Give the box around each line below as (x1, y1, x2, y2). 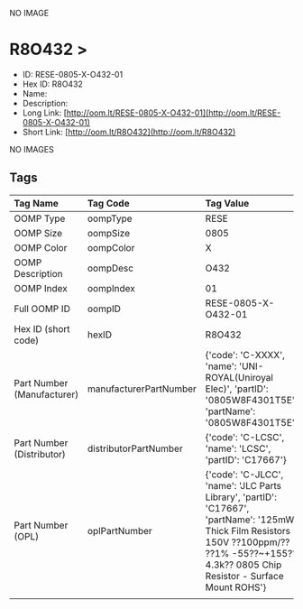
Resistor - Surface (205, 569, 284, 582)
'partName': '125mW (205, 513, 295, 526)
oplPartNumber (87, 524, 153, 537)
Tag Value (205, 197, 250, 209)
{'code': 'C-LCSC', (205, 430, 285, 443)
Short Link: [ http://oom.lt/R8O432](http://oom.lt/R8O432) (22, 126, 236, 137)
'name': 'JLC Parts (205, 479, 282, 492)
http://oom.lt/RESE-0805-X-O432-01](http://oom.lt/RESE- (66, 107, 281, 118)
